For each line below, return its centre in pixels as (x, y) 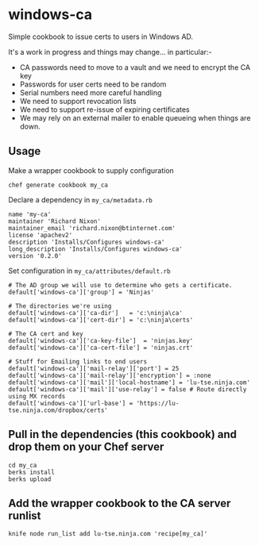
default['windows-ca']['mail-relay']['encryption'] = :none (110, 375)
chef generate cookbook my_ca (58, 185)
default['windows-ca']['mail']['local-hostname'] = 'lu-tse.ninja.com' (129, 383)
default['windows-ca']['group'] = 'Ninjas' (81, 292)
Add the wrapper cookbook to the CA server (120, 503)
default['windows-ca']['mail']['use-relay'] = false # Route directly (128, 389)
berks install (32, 472)
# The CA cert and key (46, 334)
